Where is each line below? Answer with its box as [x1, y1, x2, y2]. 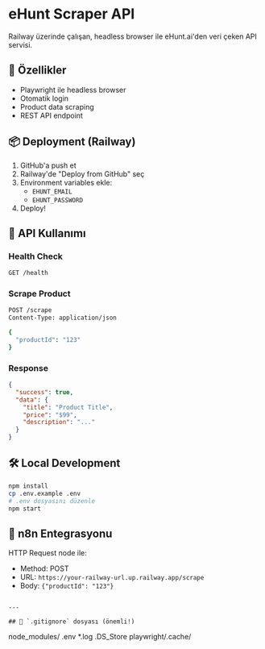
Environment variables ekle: [19, 177, 113, 187]
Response [8, 362, 48, 373]
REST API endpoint [19, 110, 83, 120]
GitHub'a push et [19, 160, 77, 170]
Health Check [8, 251, 63, 262]
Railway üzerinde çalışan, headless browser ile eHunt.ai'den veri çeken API [8, 31, 258, 41]
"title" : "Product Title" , [23, 403, 114, 411]
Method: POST [19, 564, 69, 573]
